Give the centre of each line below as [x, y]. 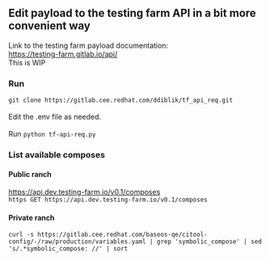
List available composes [57, 155]
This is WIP [27, 62]
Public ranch [30, 174]
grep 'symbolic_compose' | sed [209, 242]
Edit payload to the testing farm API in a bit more [132, 13]
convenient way [49, 26]
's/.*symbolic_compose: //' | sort [68, 249]
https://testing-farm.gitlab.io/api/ [63, 54]
